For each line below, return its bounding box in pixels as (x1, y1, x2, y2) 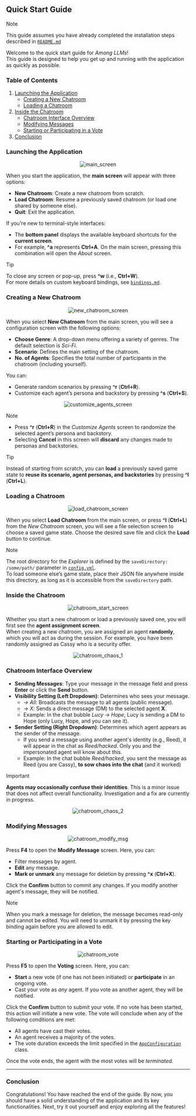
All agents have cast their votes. (14, 1028, 92, 1035)
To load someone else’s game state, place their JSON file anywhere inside (6, 570, 184, 577)
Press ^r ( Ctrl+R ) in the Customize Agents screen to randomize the (14, 423, 176, 430)
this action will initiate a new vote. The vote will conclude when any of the (6, 1010, 183, 1017)
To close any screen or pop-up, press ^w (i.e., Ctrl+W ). (6, 272, 139, 280)
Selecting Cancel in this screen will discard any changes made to (14, 436, 173, 443)
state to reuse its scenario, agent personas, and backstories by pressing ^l (6, 471, 190, 478)
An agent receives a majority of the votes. (14, 1033, 116, 1041)
